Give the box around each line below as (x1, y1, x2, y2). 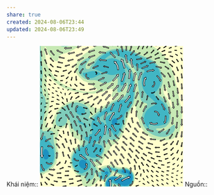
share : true (6, 11, 41, 18)
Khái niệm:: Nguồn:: (6, 180, 208, 189)
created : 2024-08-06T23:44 (6, 18, 84, 26)
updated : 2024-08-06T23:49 (6, 26, 84, 33)
